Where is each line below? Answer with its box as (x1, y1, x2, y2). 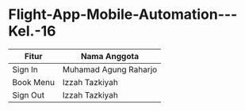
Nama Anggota (80, 50, 140, 61)
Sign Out (12, 89, 45, 100)
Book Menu (12, 76, 56, 87)
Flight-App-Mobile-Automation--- (8, 6, 238, 24)
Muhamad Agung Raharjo (62, 64, 158, 75)
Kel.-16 (8, 22, 57, 40)
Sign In (12, 64, 38, 75)
